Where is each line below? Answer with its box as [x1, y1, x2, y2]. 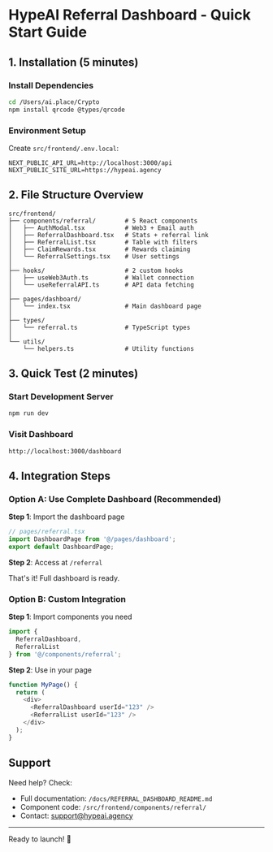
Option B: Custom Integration [8, 593, 126, 604]
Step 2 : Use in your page [8, 664, 92, 675]
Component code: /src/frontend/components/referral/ [19, 802, 207, 811]
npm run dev [8, 409, 49, 417]
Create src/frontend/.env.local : [8, 143, 119, 153]
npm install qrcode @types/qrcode [8, 106, 126, 114]
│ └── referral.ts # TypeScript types [8, 323, 191, 331]
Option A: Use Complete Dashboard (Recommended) [8, 493, 222, 504]
